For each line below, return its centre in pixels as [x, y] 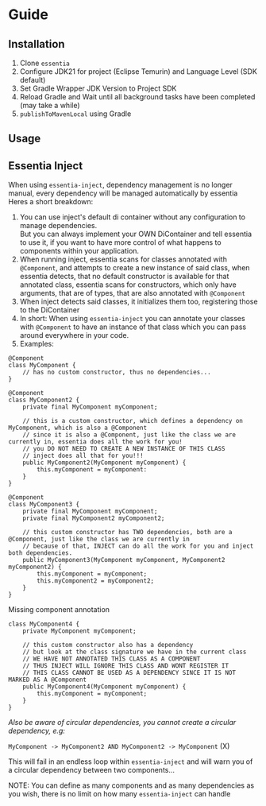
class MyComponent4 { [44, 624]
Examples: [37, 344]
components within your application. [79, 251]
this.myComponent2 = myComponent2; [96, 581]
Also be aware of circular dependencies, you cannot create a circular [122, 723]
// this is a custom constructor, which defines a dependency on [133, 421]
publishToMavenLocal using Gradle [75, 114]
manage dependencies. [58, 226]
